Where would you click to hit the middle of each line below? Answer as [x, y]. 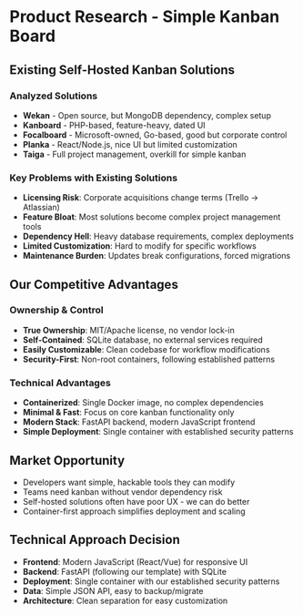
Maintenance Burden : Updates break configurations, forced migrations [157, 256]
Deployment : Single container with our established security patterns [151, 581]
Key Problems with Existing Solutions [94, 178]
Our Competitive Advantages [94, 284]
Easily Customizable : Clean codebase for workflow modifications [146, 349]
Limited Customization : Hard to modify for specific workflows [139, 246]
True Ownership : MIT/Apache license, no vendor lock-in [128, 330]
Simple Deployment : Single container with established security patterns [158, 432]
